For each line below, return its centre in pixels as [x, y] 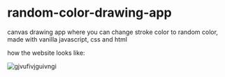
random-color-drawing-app [90, 13]
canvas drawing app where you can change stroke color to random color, [113, 32]
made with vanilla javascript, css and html [67, 39]
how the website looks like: [46, 53]
